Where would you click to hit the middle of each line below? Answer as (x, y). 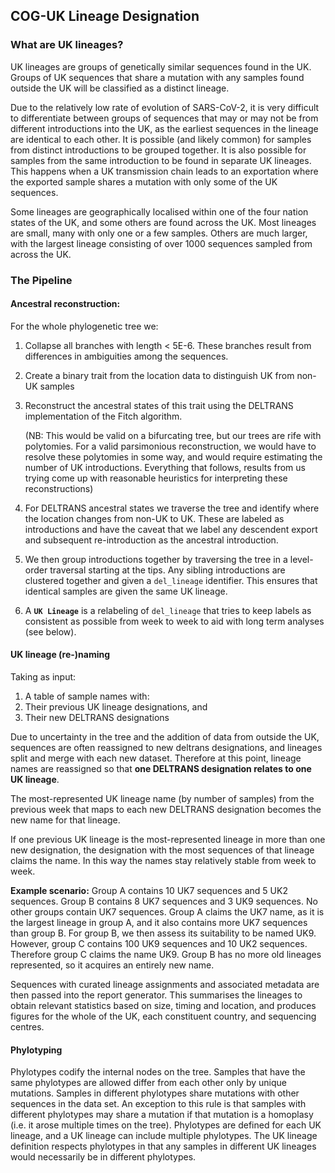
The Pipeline (41, 280)
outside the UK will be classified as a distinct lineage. (120, 88)
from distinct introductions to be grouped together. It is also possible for (158, 150)
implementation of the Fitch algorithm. (103, 416)
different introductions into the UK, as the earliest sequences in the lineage (164, 128)
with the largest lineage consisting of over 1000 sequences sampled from (161, 243)
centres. (27, 1027)
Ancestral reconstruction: (65, 304)
